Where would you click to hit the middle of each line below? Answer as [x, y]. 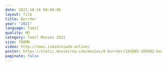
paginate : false [22, 56]
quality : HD [17, 33]
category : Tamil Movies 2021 [35, 38]
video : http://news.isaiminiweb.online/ [48, 47]
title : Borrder [21, 19]
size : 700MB [17, 42]
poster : [13, 51]
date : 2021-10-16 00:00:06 [33, 10]
